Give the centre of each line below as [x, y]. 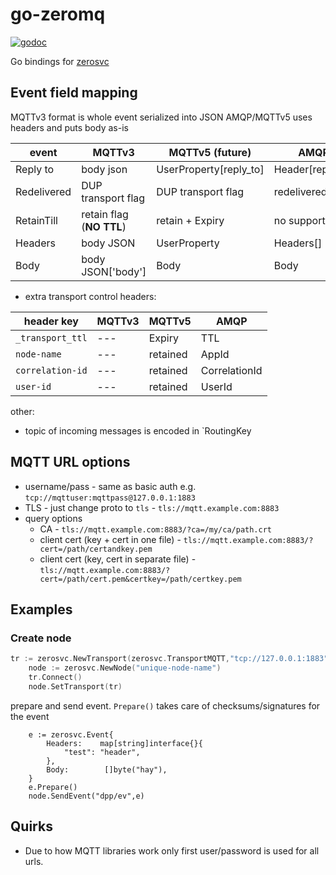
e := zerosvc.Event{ [71, 734]
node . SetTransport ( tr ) [75, 686]
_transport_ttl [51, 337]
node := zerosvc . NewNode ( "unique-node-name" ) [125, 668]
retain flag [105, 214]
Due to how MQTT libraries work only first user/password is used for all [172, 850]
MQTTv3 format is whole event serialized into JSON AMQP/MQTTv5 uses [161, 117]
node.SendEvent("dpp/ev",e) [86, 796]
